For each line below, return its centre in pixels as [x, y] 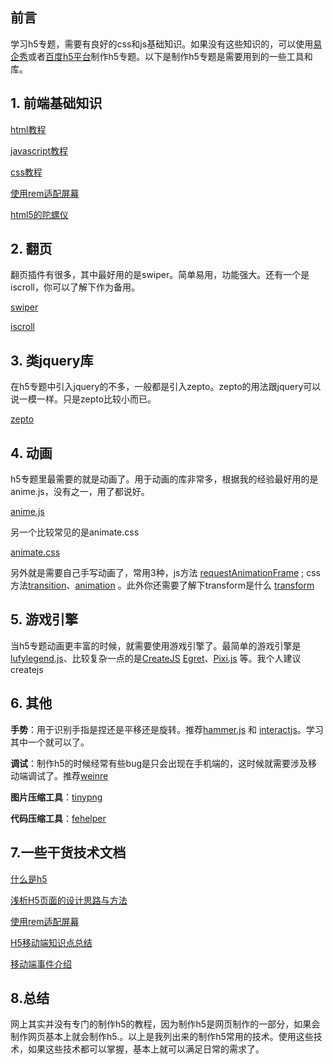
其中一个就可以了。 [50, 742]
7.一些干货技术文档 [68, 853]
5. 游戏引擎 [44, 619]
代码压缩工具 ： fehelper [58, 818]
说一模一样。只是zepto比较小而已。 [83, 399]
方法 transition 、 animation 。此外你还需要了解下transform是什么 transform [162, 585]
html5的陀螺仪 [39, 214]
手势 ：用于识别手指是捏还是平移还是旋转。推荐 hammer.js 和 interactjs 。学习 [167, 729]
